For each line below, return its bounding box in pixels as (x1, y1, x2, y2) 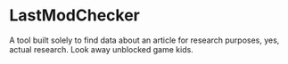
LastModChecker (9, 5, 140, 26)
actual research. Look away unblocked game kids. (9, 44, 193, 54)
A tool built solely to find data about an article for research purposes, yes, (9, 35, 280, 45)
